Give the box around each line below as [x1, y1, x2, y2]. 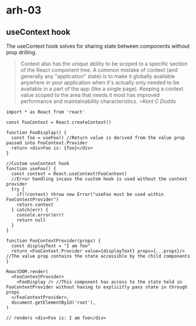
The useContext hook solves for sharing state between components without [6, 42, 190, 49]
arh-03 [6, 4, 42, 17]
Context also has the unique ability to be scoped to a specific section [20, 60, 188, 67]
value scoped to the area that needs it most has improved [20, 92, 160, 98]
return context [16, 202, 54, 208]
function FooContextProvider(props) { [6, 238, 101, 244]
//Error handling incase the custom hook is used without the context [11, 176, 188, 182]
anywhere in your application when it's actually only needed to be [20, 79, 180, 86]
